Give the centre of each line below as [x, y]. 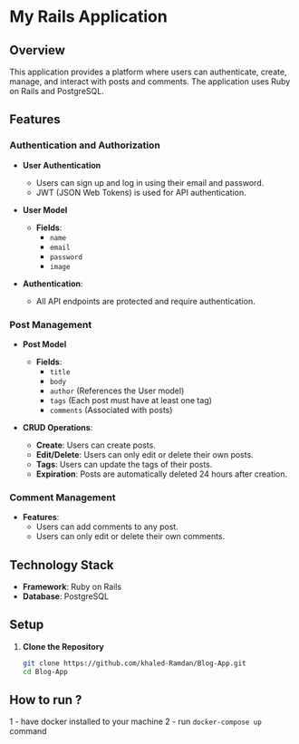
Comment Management [63, 498]
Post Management [51, 324]
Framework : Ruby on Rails [72, 587]
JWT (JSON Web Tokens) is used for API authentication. [141, 192]
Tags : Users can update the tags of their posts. [124, 464]
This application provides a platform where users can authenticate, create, [148, 72]
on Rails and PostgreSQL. [57, 91]
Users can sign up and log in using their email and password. [150, 182]
